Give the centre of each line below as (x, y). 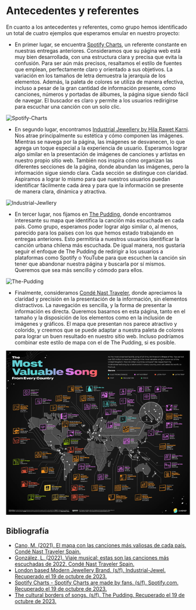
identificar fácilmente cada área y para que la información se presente (99, 185)
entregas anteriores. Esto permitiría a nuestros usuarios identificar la (97, 239)
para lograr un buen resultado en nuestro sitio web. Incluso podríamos (99, 336)
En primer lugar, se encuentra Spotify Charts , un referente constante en (101, 44)
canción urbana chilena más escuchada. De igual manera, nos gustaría (100, 245)
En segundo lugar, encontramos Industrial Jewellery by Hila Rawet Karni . (102, 129)
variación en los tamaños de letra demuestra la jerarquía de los (90, 75)
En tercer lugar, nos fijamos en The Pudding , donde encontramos (93, 214)
